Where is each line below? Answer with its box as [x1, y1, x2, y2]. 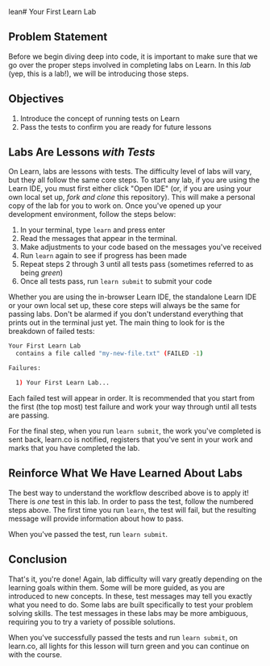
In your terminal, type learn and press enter [19, 225, 166, 235]
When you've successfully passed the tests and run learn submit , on [8, 632, 239, 642]
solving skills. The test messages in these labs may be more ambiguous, [8, 608, 248, 618]
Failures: [8, 364, 42, 373]
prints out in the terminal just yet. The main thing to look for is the [8, 318, 226, 327]
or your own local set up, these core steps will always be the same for [8, 301, 240, 310]
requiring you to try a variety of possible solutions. [8, 617, 176, 626]
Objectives [8, 92, 64, 106]
